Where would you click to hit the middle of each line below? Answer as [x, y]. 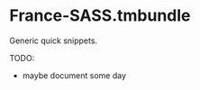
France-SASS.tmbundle [100, 16]
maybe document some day [74, 75]
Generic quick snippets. [53, 40]
